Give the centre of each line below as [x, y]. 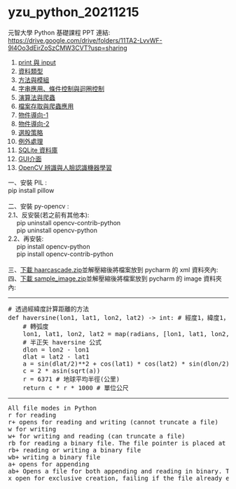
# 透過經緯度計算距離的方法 [49, 309]
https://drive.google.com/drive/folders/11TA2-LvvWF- [85, 40]
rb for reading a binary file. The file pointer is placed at [117, 443]
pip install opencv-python [53, 246]
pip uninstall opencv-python [57, 230]
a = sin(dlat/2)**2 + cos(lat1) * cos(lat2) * [104, 363]
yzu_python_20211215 [74, 12]
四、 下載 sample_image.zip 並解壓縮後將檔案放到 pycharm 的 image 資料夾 [115, 279]
